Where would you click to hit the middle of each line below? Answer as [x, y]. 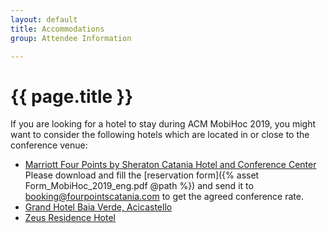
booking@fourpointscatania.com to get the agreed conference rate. [164, 197]
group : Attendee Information [71, 38]
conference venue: [49, 145]
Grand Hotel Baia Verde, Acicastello [98, 207]
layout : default [44, 19]
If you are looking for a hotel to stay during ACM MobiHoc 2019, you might [163, 124]
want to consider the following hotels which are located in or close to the [160, 135]
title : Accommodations [57, 29]
